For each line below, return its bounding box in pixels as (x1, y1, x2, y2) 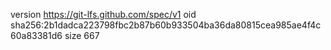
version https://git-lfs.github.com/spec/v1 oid (10, 9, 197, 20)
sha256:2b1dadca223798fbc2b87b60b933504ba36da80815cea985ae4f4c (10, 19, 322, 31)
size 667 (64, 30, 100, 41)
